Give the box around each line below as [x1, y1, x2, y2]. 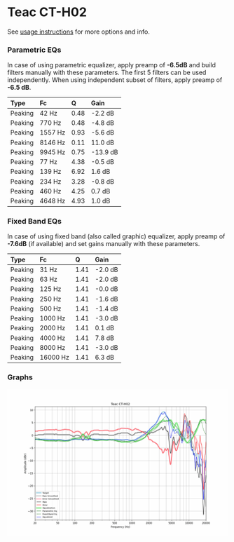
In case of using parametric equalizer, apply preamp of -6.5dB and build [7, 61, 216, 69]
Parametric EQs [7, 45, 62, 55]
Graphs [7, 372, 33, 382]
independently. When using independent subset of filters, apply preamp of [7, 76, 223, 84]
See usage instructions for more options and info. [7, 27, 151, 36]
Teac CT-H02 [7, 4, 88, 20]
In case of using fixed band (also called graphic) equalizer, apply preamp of [7, 232, 226, 240]
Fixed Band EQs [7, 216, 62, 226]
